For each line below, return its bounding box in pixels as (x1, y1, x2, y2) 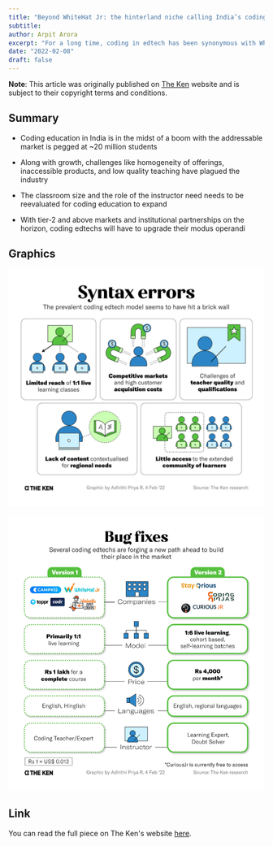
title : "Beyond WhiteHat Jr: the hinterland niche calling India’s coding (8, 13, 267, 21)
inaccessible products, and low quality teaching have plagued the (19, 166, 240, 176)
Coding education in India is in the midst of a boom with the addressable (19, 132, 263, 142)
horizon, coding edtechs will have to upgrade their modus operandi (19, 223, 245, 233)
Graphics (8, 247, 56, 261)
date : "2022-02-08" (8, 47, 75, 56)
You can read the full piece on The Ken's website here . (8, 828, 193, 838)
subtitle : (8, 21, 42, 30)
